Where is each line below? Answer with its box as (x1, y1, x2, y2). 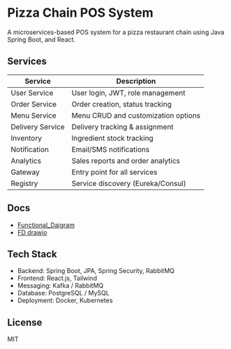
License (7, 316, 43, 328)
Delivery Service (10, 122, 65, 132)
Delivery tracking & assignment (71, 122, 174, 132)
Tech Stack (7, 248, 57, 260)
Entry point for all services (71, 167, 158, 177)
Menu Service (10, 110, 57, 120)
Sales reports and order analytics (71, 155, 180, 165)
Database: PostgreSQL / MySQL (17, 289, 110, 297)
